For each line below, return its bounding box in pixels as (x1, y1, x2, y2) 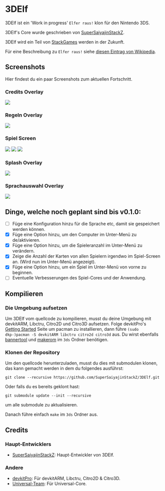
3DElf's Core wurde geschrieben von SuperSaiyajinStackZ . (5, 29, 125, 35)
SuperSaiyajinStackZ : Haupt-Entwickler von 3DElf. (12, 452, 114, 458)
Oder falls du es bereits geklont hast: (5, 384, 80, 390)
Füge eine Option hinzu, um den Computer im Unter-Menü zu (12, 231, 137, 238)
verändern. (12, 248, 35, 254)
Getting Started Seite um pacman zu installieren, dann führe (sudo (5, 326, 139, 332)
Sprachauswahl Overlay (5, 182, 64, 189)
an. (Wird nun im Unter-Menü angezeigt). (12, 259, 96, 265)
